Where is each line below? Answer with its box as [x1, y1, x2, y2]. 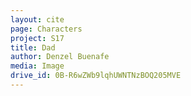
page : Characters [10, 24, 83, 34]
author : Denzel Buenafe [10, 52, 110, 62]
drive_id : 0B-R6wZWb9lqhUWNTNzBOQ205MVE [10, 71, 182, 81]
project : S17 [10, 33, 65, 43]
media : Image [10, 61, 65, 71]
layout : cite [10, 14, 65, 25]
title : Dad [10, 42, 56, 53]
